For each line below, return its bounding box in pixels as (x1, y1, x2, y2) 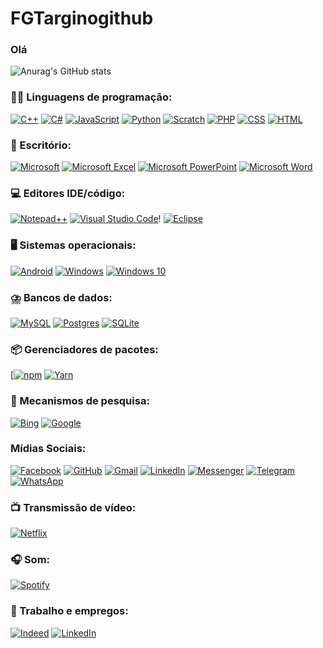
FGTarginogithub (10, 7, 154, 30)
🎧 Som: (10, 553, 51, 567)
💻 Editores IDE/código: (10, 187, 126, 200)
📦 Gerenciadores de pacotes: (10, 342, 159, 356)
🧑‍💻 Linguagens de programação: (10, 90, 173, 104)
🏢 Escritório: (10, 138, 72, 152)
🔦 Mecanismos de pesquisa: (10, 394, 150, 408)
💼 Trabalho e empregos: (10, 604, 129, 618)
